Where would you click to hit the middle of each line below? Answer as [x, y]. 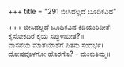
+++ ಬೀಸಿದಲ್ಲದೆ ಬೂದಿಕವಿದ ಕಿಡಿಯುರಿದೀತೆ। [60, 27]
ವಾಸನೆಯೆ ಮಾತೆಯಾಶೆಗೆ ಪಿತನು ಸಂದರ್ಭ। [56, 45]
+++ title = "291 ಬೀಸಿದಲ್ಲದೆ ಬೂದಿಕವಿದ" [62, 11]
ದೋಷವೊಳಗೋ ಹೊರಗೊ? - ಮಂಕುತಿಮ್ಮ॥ [59, 54]
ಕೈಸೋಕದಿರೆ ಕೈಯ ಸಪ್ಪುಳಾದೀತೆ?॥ [46, 36]
